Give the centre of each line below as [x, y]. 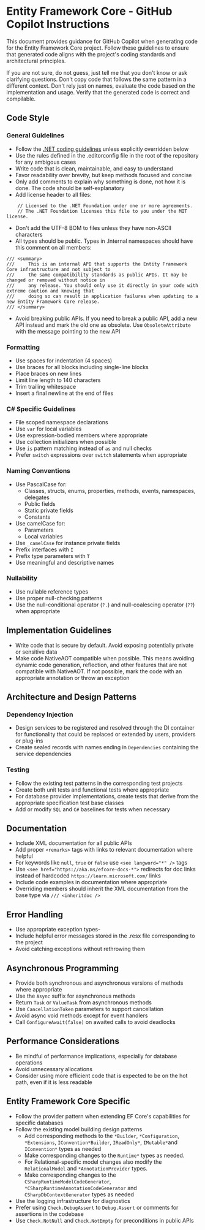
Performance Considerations [63, 1041]
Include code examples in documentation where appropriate [91, 882]
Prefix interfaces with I [44, 549]
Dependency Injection [40, 714]
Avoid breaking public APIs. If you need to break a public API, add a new [106, 318]
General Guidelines [35, 136]
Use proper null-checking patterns [59, 598]
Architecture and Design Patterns [71, 697]
